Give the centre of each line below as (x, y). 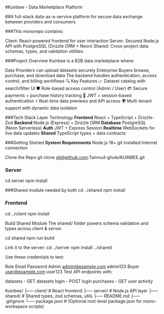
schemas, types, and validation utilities (44, 51)
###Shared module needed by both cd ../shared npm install (65, 190)
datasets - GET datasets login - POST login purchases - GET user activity (79, 281)
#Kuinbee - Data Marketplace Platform (44, 7)
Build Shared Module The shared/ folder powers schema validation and (77, 223)
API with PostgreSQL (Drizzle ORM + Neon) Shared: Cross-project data (77, 46)
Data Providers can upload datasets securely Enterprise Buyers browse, (78, 70)
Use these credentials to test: (35, 257)
